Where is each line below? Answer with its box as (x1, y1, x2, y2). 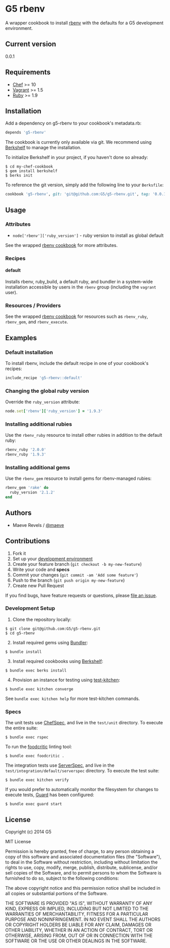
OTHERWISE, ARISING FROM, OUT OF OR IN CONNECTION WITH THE (5, 932, 153, 938)
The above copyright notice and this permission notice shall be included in (5, 885, 160, 891)
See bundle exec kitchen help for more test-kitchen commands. (5, 695, 140, 702)
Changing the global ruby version (5, 387, 90, 394)
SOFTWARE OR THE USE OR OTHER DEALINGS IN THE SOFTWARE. (5, 937, 147, 944)
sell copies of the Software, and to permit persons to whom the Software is (5, 870, 162, 876)
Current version (5, 40, 57, 49)
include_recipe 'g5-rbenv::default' (5, 375, 82, 380)
